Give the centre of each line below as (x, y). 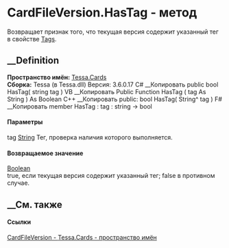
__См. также (35, 204)
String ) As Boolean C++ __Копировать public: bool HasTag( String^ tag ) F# (115, 99)
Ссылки (19, 222)
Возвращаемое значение (45, 153)
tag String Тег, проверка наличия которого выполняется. (90, 137)
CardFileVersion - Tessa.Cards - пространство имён (82, 237)
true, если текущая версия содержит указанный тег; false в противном (111, 176)
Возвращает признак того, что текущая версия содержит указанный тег (113, 32)
